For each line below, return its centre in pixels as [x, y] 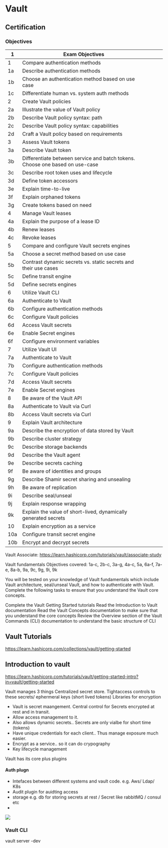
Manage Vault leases [47, 213]
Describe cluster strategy [52, 439]
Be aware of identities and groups [62, 471]
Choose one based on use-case [60, 164]
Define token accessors [50, 180]
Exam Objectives [84, 54]
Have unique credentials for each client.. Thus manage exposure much [85, 733]
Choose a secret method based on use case [74, 254]
